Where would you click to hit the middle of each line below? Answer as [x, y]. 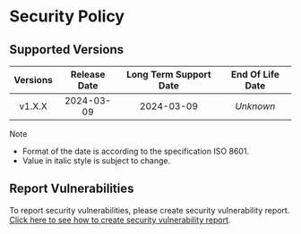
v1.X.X [33, 106]
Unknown [255, 106]
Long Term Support [169, 75]
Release [88, 75]
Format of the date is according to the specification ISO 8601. [135, 151]
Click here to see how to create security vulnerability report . [120, 220]
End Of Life [255, 75]
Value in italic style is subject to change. [96, 161]
